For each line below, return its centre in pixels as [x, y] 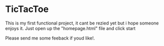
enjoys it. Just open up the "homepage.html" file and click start [70, 28]
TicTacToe [27, 9]
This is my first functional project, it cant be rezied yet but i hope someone [82, 23]
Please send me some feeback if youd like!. [50, 38]
